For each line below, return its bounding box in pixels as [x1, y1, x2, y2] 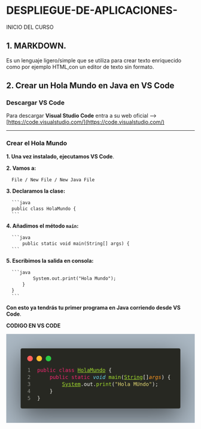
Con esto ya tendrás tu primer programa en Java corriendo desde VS [6, 304, 181, 311]
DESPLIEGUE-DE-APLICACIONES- [6, 4, 178, 17]
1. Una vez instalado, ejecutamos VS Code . [6, 152, 115, 160]
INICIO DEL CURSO [6, 23, 54, 31]
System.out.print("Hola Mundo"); [32, 275, 117, 281]
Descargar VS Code [6, 98, 65, 107]
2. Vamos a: [6, 164, 36, 172]
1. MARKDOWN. [6, 41, 67, 51]
